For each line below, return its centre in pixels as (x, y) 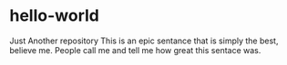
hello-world (55, 16)
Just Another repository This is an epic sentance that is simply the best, (144, 41)
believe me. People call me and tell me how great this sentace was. (135, 50)
